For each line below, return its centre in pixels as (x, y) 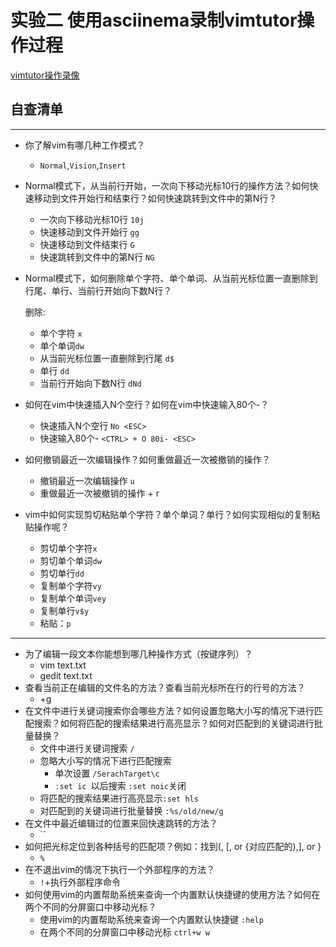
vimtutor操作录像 (45, 75)
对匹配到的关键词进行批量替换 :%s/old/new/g (131, 810)
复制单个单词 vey (73, 598)
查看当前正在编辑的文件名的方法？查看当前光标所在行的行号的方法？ (165, 687)
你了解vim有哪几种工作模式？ (85, 145)
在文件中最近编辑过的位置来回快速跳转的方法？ (121, 823)
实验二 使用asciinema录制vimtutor (154, 20)
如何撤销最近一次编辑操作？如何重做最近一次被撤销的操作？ (147, 459)
